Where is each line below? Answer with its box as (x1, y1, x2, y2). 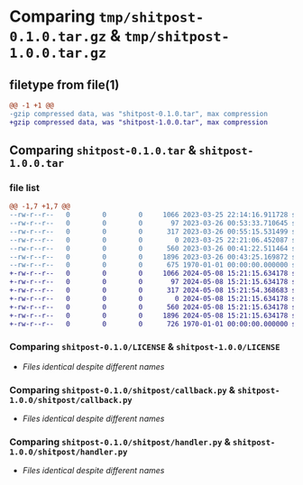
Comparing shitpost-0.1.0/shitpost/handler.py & (9, 435, 232, 448)
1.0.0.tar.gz (9, 45, 106, 62)
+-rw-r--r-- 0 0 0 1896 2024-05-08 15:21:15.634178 (9, 311, 289, 320)
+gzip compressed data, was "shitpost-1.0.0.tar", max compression (9, 117, 269, 127)
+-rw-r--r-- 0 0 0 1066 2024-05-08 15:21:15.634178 (9, 269, 289, 279)
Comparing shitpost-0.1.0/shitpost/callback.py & (9, 383, 236, 396)
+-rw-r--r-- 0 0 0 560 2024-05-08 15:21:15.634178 (9, 302, 289, 312)
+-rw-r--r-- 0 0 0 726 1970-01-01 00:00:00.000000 (9, 319, 289, 328)
